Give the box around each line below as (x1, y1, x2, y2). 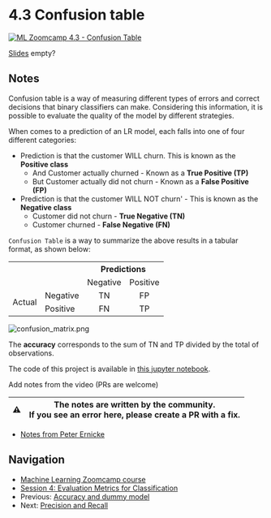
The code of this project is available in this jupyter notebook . (8, 364, 211, 373)
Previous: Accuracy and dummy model (19, 491, 150, 501)
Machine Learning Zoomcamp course (19, 474, 146, 484)
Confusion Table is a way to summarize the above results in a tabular (8, 235, 239, 245)
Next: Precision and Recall (19, 500, 108, 510)
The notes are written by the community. (54, 399, 216, 410)
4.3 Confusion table (8, 6, 145, 24)
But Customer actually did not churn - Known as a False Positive (32, 176, 249, 186)
